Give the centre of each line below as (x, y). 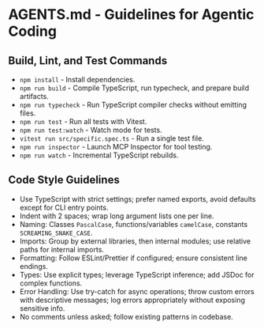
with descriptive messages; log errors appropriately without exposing (132, 300)
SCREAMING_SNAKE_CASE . (56, 233)
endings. (34, 266)
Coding (33, 31)
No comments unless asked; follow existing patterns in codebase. (126, 316)
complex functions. (51, 283)
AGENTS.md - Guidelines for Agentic (131, 15)
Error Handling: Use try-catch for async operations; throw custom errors (137, 291)
